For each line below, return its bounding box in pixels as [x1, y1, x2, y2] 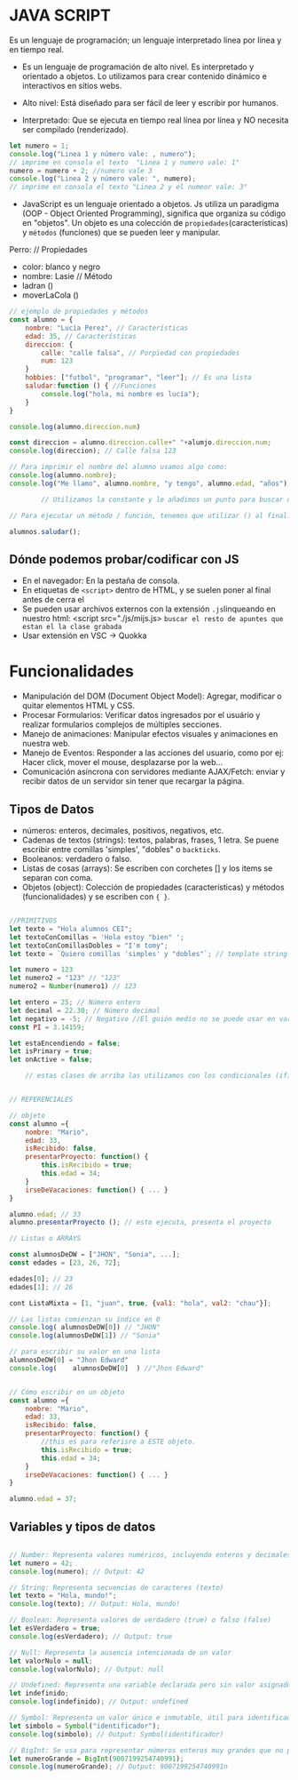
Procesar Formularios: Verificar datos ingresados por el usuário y [21, 710, 261, 721]
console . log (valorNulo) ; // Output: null [9, 1664, 165, 1673]
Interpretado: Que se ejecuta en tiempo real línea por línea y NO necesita [21, 115, 289, 125]
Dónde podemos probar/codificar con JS [9, 552, 239, 567]
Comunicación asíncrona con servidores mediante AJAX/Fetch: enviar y [21, 766, 286, 778]
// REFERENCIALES [9, 1095, 74, 1104]
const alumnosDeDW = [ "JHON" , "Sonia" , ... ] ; [9, 1250, 180, 1259]
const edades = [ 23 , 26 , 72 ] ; [9, 1258, 122, 1267]
